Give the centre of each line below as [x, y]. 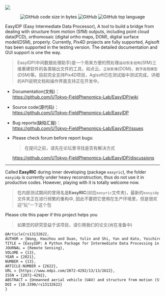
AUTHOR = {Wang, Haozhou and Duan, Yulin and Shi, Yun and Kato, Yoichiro [83, 238]
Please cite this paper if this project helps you [51, 215]
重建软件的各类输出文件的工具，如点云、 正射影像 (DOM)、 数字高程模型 [90, 69]
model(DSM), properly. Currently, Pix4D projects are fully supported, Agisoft [82, 42]
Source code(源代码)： [35, 107]
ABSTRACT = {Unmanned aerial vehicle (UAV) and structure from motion [79, 280]
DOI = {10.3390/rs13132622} [34, 284]
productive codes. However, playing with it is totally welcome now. [72, 182]
